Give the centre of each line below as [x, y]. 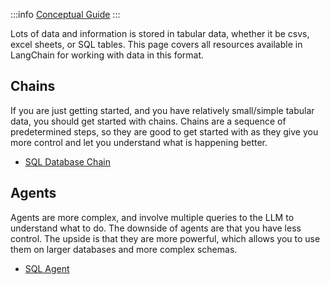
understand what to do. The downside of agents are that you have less [156, 228]
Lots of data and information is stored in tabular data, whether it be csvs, [160, 33]
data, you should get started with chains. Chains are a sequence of [148, 121]
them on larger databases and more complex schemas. [124, 249]
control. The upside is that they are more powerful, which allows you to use [165, 238]
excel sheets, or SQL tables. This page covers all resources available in [156, 44]
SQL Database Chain [67, 161]
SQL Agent [47, 268]
